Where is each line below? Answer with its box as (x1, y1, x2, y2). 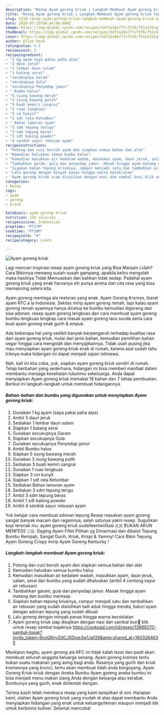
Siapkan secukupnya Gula (12, 435, 65, 441)
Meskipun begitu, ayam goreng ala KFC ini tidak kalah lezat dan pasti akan (5, 649, 155, 655)
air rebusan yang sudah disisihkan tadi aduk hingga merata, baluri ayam (12, 603, 157, 609)
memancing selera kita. (5, 285, 53, 291)
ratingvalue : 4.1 (5, 43, 41, 48)
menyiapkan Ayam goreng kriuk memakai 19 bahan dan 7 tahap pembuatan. (5, 376, 158, 382)
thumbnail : (5, 30, 28, 35)
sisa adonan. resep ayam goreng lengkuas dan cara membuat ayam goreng (5, 310, 157, 317)
